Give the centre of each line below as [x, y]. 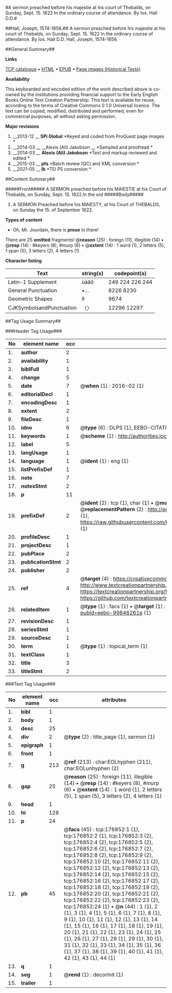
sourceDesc [36, 638]
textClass [33, 654]
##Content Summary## [30, 179]
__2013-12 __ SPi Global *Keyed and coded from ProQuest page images [89, 136]
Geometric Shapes [30, 299]
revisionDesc [37, 621]
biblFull [30, 369]
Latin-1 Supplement [33, 282]
